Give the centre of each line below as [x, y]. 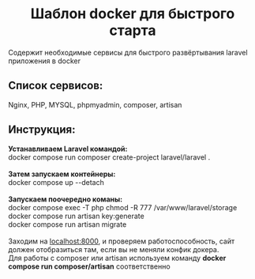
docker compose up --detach [56, 182]
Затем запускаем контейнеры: [62, 174]
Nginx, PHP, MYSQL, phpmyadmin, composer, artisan [95, 104]
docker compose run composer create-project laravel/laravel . [109, 157]
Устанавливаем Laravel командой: [68, 149]
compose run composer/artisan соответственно [90, 266]
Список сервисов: [56, 86]
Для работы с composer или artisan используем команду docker [117, 258]
